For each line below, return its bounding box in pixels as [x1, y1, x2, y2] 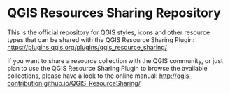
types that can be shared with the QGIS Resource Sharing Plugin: [7, 35, 195, 43]
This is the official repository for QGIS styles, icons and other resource [7, 28, 210, 36]
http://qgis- [159, 72, 192, 80]
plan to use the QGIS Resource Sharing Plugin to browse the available [7, 64, 208, 72]
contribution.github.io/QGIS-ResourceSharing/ [7, 79, 141, 87]
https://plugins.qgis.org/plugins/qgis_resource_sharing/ [7, 43, 168, 51]
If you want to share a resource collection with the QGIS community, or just [7, 56, 224, 65]
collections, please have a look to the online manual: [7, 72, 158, 80]
